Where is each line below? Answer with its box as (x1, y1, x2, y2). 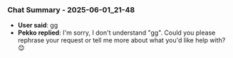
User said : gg (17, 21, 58, 30)
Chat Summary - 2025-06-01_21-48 (7, 5, 135, 15)
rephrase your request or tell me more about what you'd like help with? (17, 36, 226, 45)
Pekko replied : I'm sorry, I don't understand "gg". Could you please (17, 28, 216, 37)
